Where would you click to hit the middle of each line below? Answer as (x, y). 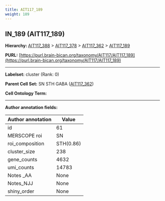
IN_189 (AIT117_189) (35, 34)
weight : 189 (17, 14)
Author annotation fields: (31, 108)
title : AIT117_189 (24, 10)
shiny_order (21, 191)
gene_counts (23, 159)
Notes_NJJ (20, 183)
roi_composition (26, 144)
